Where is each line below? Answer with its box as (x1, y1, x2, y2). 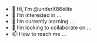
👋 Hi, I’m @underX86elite (11, 6, 73, 12)
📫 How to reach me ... (11, 31, 66, 37)
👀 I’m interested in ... (11, 12, 62, 19)
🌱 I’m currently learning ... (11, 18, 75, 24)
